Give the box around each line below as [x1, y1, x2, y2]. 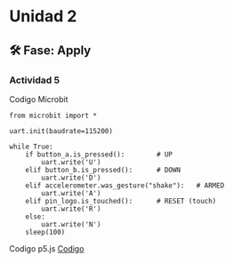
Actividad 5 [9, 74, 60, 86]
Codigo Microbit [9, 93, 68, 104]
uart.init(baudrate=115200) [9, 126, 114, 135]
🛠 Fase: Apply [9, 43, 92, 58]
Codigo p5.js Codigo [9, 243, 84, 254]
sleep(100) [25, 227, 66, 236]
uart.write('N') [41, 219, 101, 228]
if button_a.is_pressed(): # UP [25, 149, 173, 159]
